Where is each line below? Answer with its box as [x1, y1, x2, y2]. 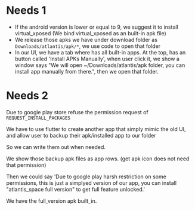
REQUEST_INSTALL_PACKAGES [6, 115, 70, 121]
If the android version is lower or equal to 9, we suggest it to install [14, 23, 179, 31]
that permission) [6, 161, 47, 168]
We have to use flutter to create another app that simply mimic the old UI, [6, 125, 186, 132]
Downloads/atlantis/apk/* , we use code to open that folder [14, 42, 161, 50]
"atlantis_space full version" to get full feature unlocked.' [6, 185, 146, 193]
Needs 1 [6, 4, 47, 17]
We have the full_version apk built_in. [6, 197, 97, 204]
